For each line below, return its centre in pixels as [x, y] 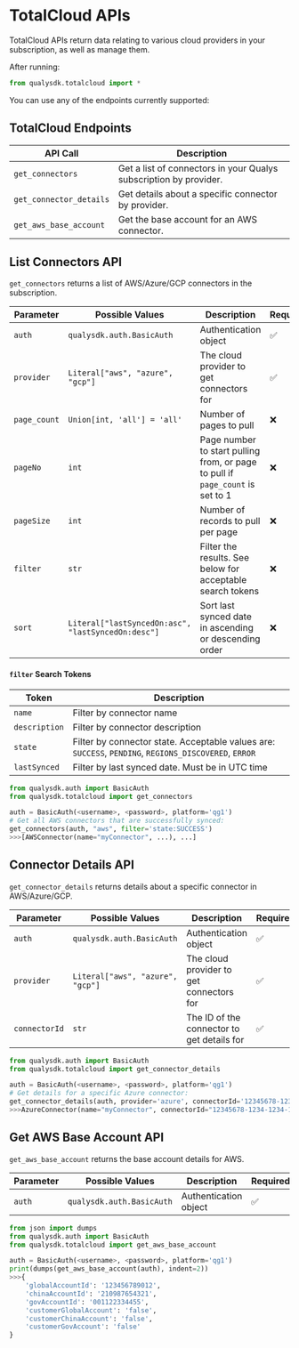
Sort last [218, 606]
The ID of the [214, 1017]
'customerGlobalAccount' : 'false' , [91, 1310]
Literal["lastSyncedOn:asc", [129, 623]
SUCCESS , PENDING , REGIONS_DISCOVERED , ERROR [164, 753]
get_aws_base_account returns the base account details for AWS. [127, 1158]
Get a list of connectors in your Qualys [198, 168]
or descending [230, 639]
